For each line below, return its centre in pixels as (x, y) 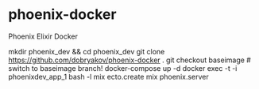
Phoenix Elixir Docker (43, 36)
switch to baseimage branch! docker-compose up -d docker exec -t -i (123, 68)
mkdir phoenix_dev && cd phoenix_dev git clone (87, 51)
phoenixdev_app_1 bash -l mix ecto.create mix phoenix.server (108, 76)
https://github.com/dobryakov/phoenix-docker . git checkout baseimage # (130, 60)
